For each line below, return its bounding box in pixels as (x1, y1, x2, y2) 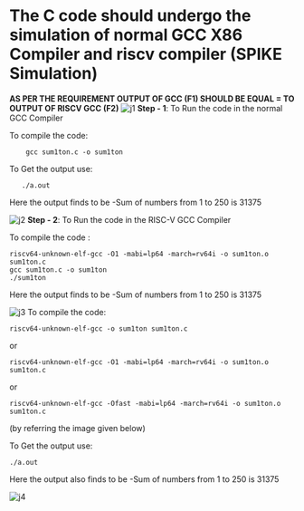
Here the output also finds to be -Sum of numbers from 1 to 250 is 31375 (9, 473, 280, 485)
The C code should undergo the (9, 5, 252, 26)
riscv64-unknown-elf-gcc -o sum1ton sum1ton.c (9, 323, 188, 333)
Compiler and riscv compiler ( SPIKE (9, 44, 282, 64)
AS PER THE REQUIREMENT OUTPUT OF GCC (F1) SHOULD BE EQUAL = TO (9, 92, 295, 104)
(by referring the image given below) (9, 422, 147, 433)
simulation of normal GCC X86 (9, 24, 242, 45)
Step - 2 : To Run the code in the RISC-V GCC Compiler (26, 214, 232, 225)
